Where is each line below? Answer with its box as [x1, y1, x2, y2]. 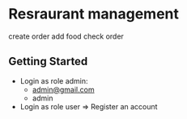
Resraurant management [8, 5, 180, 23]
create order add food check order [8, 31, 124, 41]
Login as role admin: [19, 76, 88, 85]
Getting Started [8, 55, 88, 68]
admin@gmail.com [32, 84, 95, 94]
